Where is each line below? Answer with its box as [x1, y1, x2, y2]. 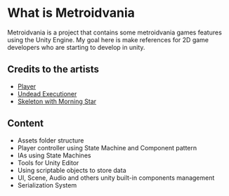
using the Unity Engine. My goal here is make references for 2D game [7, 35, 209, 44]
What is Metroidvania [7, 5, 136, 21]
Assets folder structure [17, 136, 84, 145]
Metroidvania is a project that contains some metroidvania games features [7, 28, 223, 37]
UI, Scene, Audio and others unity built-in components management [17, 174, 215, 182]
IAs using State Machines [17, 151, 91, 159]
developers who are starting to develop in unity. [7, 43, 145, 51]
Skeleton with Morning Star [17, 97, 97, 105]
